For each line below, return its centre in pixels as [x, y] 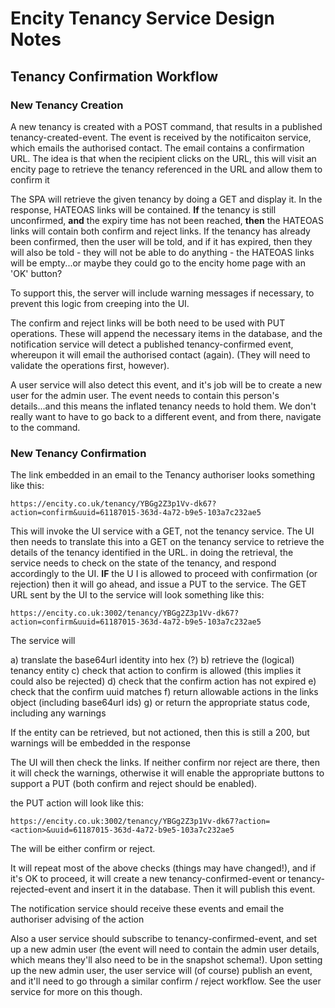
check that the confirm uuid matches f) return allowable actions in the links [164, 692]
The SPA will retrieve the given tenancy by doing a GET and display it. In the [166, 199]
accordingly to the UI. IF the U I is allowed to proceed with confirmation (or [164, 574]
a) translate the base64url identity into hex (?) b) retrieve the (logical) [152, 660]
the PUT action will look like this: [77, 803]
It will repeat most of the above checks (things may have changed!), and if [163, 868]
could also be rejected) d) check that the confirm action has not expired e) [163, 681]
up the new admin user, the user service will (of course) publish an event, [161, 971]
